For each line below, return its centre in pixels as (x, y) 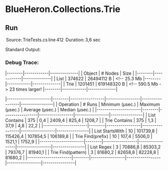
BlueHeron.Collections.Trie (63, 9)
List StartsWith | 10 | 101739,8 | (126, 131)
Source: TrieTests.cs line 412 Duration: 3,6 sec (53, 40)
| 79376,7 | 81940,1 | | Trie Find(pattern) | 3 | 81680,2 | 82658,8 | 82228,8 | (82, 152)
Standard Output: (23, 49)
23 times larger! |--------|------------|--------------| (63, 89)
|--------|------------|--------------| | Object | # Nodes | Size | (70, 73)
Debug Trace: (22, 62)
